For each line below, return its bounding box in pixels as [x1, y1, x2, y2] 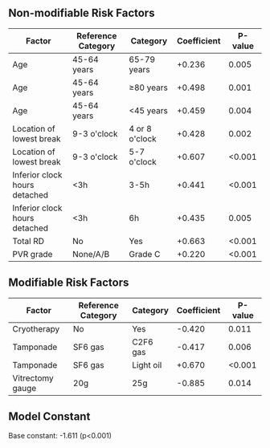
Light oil [132, 359, 162, 370]
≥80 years [129, 82, 169, 93]
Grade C [129, 248, 161, 259]
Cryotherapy [12, 323, 60, 334]
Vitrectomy [12, 373, 54, 384]
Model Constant [8, 409, 91, 424]
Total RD [12, 235, 44, 246]
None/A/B [72, 248, 110, 259]
